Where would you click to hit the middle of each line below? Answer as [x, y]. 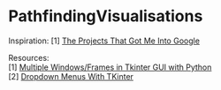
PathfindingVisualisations [106, 16]
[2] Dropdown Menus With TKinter [71, 76]
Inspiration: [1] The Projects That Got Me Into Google [104, 41]
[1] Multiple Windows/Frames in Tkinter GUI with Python [110, 67]
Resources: [29, 57]
